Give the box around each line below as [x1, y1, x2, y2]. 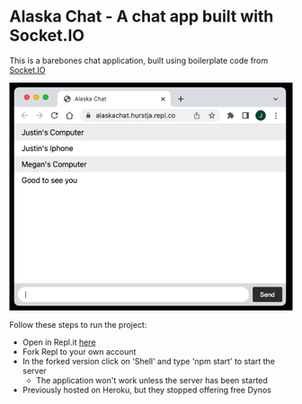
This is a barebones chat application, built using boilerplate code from [9, 55, 269, 66]
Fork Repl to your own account [22, 347, 137, 357]
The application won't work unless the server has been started [35, 375, 268, 386]
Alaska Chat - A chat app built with [9, 6, 274, 27]
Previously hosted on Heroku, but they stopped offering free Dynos [22, 384, 271, 396]
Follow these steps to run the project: [9, 320, 147, 330]
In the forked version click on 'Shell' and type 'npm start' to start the [22, 356, 276, 367]
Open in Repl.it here [22, 337, 96, 347]
